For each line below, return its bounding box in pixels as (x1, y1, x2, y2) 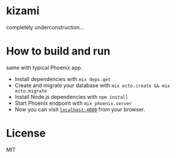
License (6, 127, 46, 140)
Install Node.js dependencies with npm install (14, 93, 129, 100)
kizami (6, 4, 40, 18)
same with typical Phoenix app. (6, 64, 83, 71)
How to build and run (6, 44, 111, 58)
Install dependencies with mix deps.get (14, 75, 111, 82)
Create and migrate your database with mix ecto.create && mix (14, 82, 170, 89)
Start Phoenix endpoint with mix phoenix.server (14, 99, 132, 107)
